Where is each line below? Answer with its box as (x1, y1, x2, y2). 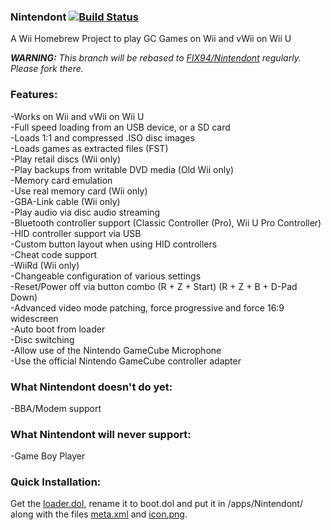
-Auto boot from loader (10, 323, 106, 335)
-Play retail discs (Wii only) (10, 153, 122, 165)
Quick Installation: (10, 475, 102, 489)
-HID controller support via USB (10, 227, 142, 239)
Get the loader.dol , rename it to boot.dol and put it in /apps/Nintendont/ (10, 498, 303, 510)
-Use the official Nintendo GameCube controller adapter (10, 355, 242, 367)
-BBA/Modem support (10, 402, 102, 414)
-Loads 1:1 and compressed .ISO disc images (10, 131, 195, 144)
